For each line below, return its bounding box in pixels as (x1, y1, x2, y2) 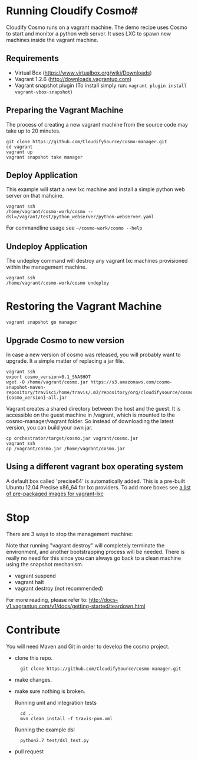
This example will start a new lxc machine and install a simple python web (6, 186, 185, 193)
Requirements (6, 53, 59, 63)
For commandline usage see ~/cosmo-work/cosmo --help (6, 224, 143, 231)
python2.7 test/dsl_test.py (20, 737, 90, 743)
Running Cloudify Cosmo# (6, 4, 138, 18)
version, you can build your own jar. (6, 424, 93, 431)
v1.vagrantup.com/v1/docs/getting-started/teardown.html (6, 602, 146, 610)
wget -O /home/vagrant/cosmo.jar (6, 379, 88, 385)
